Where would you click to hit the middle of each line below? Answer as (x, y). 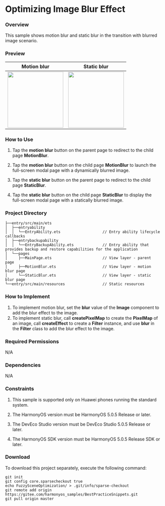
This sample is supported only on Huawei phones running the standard (84, 399)
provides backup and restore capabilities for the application (72, 249)
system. (20, 405)
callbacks (15, 236)
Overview (17, 25)
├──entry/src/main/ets (28, 223)
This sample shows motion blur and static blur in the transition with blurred (81, 35)
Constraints (20, 389)
